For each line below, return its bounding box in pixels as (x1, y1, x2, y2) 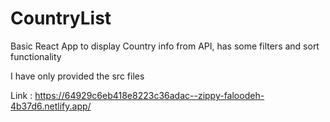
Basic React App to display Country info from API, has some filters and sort (10, 40, 320, 52)
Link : (10, 89, 33, 101)
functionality (10, 50, 62, 62)
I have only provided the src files (10, 70, 145, 82)
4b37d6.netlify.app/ (10, 100, 92, 112)
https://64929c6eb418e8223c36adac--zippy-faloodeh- (34, 89, 265, 101)
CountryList (10, 7, 112, 30)
